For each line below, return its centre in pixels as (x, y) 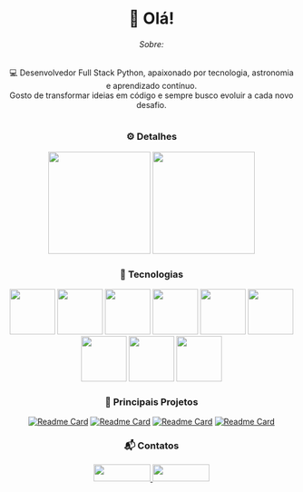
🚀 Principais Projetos (151, 401)
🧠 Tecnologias (151, 274)
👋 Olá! (151, 19)
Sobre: (151, 44)
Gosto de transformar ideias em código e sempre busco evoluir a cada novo (151, 95)
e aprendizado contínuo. (151, 86)
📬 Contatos (151, 446)
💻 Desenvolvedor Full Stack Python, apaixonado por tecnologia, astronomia (151, 73)
